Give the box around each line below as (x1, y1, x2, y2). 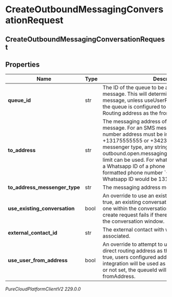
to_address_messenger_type (8, 184, 80, 191)
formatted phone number (102, 169, 163, 176)
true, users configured (102, 253, 156, 261)
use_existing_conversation (8, 205, 75, 212)
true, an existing (102, 199, 141, 206)
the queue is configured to (102, 103, 166, 111)
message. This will (102, 91, 147, 98)
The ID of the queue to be (102, 84, 164, 91)
